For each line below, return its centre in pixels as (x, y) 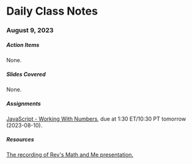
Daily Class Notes (52, 11)
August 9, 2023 (30, 30)
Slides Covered (26, 74)
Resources (20, 139)
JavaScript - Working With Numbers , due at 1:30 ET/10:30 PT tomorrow (96, 119)
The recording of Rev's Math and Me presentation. (70, 154)
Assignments (24, 103)
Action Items (23, 45)
